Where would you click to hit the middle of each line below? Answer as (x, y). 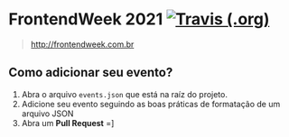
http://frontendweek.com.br (82, 44)
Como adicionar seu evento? (91, 73)
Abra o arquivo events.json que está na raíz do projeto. (124, 94)
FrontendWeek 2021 (86, 19)
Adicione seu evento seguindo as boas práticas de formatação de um (151, 104)
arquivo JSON (47, 114)
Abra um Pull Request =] (68, 123)
